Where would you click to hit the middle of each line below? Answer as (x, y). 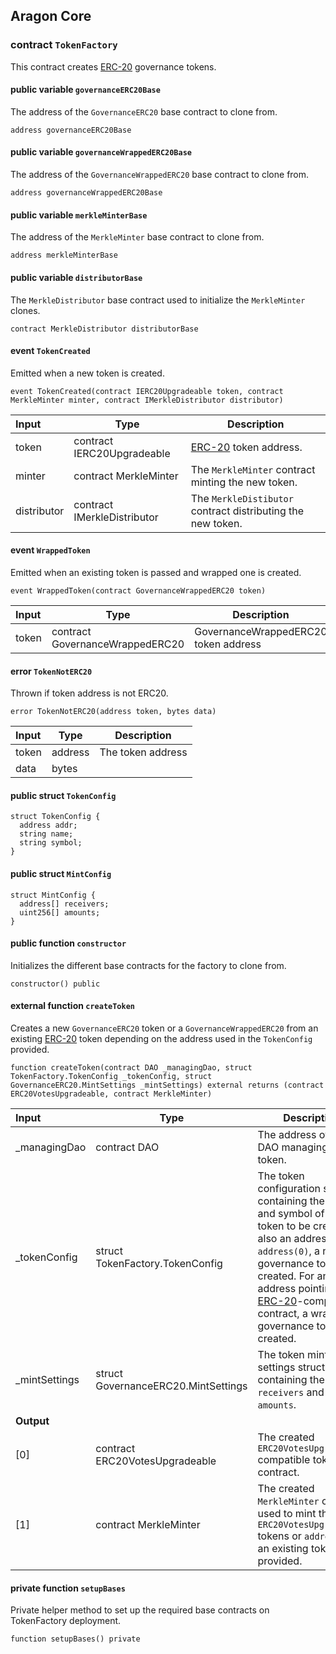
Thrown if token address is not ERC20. (89, 693)
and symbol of (291, 1213)
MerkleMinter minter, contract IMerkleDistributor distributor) (147, 400)
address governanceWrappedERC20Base (86, 193)
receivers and (291, 1392)
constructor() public (55, 984)
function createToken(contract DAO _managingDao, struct (131, 1067)
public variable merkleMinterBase (79, 215)
